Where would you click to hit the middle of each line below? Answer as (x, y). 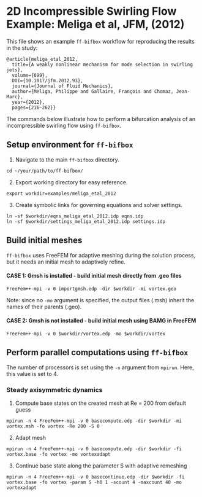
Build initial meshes (44, 241)
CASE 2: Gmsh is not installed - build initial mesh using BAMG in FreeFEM (101, 321)
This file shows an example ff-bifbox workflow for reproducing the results (100, 41)
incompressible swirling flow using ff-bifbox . (64, 125)
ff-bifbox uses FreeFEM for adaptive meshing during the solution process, (101, 255)
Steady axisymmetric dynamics (54, 389)
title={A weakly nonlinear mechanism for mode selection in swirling (102, 65)
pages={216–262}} (34, 108)
